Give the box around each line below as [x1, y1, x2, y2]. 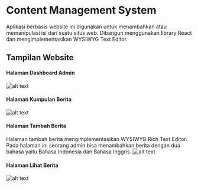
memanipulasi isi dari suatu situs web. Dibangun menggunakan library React [6, 29, 192, 36]
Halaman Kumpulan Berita [6, 96, 72, 103]
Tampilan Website [6, 53, 74, 63]
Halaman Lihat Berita [6, 162, 59, 169]
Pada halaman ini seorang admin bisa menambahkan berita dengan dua [6, 142, 180, 149]
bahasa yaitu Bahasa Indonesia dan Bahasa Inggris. [6, 148, 132, 155]
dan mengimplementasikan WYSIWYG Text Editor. [6, 35, 128, 42]
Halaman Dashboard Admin [6, 69, 75, 76]
